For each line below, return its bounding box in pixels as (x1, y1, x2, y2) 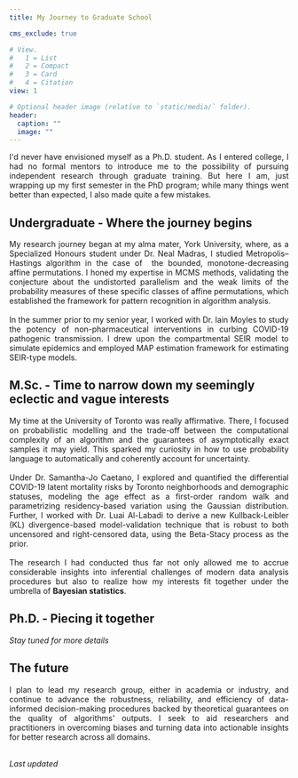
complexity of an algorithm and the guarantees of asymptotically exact (9, 434, 289, 445)
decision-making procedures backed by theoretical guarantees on (44, 703, 289, 714)
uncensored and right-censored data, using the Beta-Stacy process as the (9, 528, 289, 539)
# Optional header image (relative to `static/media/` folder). (9, 102, 252, 111)
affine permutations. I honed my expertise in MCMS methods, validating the (9, 268, 289, 278)
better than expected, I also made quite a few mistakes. (9, 189, 212, 200)
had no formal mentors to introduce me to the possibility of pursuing (9, 161, 289, 172)
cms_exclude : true (9, 28, 77, 38)
